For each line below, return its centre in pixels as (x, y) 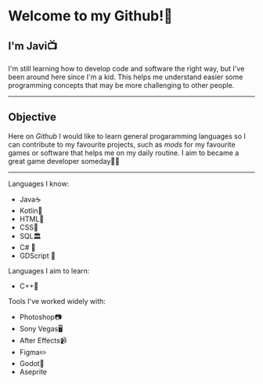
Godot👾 (32, 363)
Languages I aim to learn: (49, 270)
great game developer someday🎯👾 (64, 161)
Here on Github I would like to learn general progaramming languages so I (127, 136)
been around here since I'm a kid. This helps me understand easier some (126, 77)
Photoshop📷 (41, 317)
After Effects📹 (43, 340)
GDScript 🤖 (38, 255)
